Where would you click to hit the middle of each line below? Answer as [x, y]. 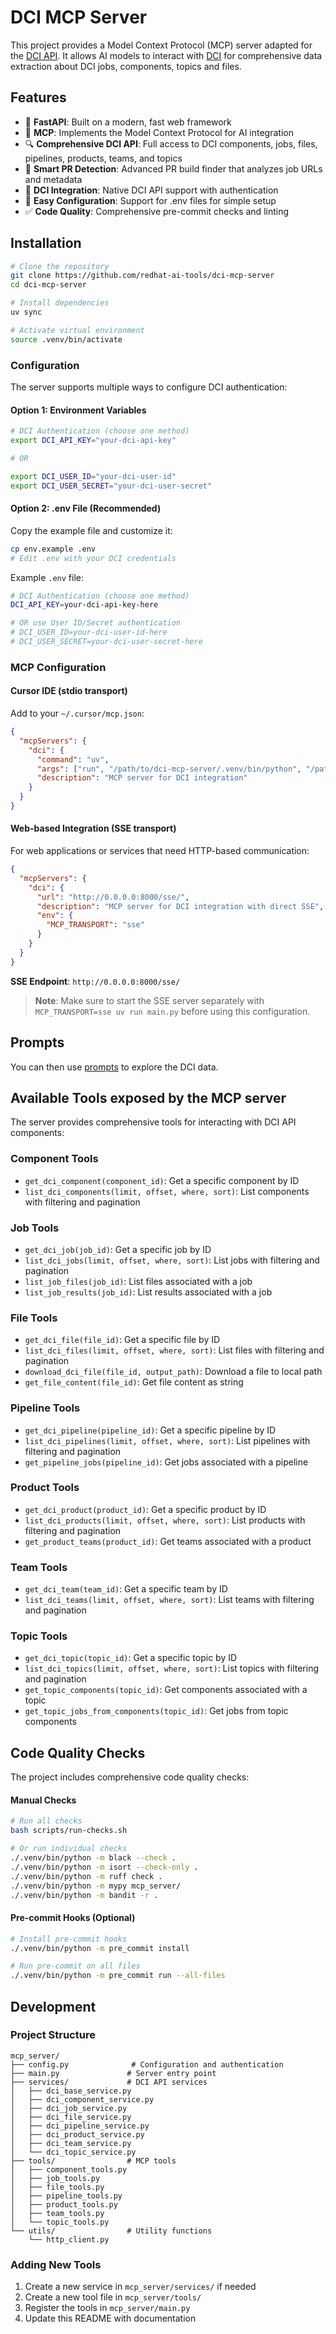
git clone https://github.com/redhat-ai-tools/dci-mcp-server [142, 276]
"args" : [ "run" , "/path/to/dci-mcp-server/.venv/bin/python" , [169, 769]
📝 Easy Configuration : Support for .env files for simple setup [150, 200]
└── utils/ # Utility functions [111, 2231]
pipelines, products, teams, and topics [103, 158]
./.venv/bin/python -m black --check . [93, 1858]
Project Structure [53, 2035]
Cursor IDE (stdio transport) [69, 691]
